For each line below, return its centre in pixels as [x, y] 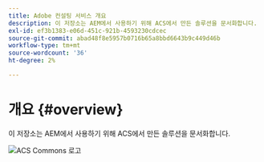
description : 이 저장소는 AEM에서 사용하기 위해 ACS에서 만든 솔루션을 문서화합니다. [133, 23]
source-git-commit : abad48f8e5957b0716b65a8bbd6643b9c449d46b [114, 38]
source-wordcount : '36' [48, 53]
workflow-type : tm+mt [45, 46]
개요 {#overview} [66, 110]
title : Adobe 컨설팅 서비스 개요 [57, 16]
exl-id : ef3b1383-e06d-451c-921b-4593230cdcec [87, 30]
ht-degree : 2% [32, 61]
